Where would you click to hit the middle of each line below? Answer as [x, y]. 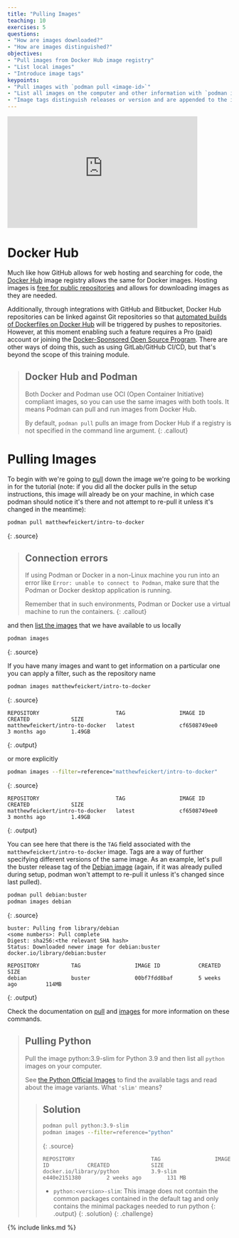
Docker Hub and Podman [81, 377]
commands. [25, 1019]
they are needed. [32, 295]
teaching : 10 [27, 21]
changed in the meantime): [47, 509]
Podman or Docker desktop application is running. [98, 591]
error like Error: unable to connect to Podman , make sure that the [122, 583]
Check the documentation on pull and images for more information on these [118, 1011]
